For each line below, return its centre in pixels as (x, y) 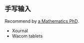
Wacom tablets (27, 36)
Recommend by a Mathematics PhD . (42, 21)
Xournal (20, 31)
